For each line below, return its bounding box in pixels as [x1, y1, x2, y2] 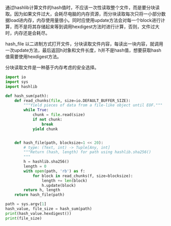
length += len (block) [41, 178, 88, 183]
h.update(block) [41, 183, 76, 188]
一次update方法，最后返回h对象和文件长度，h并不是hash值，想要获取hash [5, 47, 162, 53]
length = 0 [23, 164, 47, 169]
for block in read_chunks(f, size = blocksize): [32, 173, 133, 179]
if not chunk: [32, 117, 63, 122]
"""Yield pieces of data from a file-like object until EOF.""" [23, 103, 163, 108]
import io [5, 74, 26, 80]
